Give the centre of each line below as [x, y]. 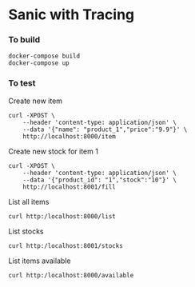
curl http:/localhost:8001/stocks [66, 245]
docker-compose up [39, 63]
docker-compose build [44, 56]
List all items [29, 201]
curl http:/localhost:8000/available [71, 275]
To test [22, 83]
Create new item [35, 101]
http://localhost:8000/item [69, 136]
